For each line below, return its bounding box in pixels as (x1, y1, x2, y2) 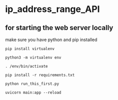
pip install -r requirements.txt (5, 72, 75, 77)
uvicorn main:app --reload (5, 90, 61, 95)
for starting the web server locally (5, 23, 113, 32)
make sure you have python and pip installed (5, 36, 97, 42)
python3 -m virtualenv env (5, 55, 61, 60)
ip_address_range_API (5, 3, 100, 15)
